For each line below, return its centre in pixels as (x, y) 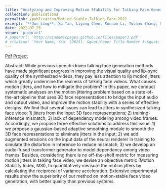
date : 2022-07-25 (23, 28)
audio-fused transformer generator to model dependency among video (77, 149)
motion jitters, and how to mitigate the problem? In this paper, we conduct (80, 87)
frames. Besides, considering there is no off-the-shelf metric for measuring (82, 155)
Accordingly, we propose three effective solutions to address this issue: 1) (80, 123)
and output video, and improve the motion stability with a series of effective (82, 102)
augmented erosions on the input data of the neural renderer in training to (80, 139)
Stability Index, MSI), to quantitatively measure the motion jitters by (73, 165)
